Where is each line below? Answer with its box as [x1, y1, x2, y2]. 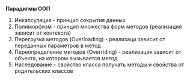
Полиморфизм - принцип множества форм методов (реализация [14, 23, 182, 30]
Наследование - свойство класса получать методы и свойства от [14, 61, 185, 68]
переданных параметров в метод [14, 42, 101, 49]
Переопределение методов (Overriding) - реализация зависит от [14, 48, 182, 56]
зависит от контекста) [14, 29, 72, 36]
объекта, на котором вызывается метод [14, 55, 118, 61]
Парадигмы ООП [5, 5, 51, 12]
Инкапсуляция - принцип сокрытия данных [14, 17, 126, 23]
